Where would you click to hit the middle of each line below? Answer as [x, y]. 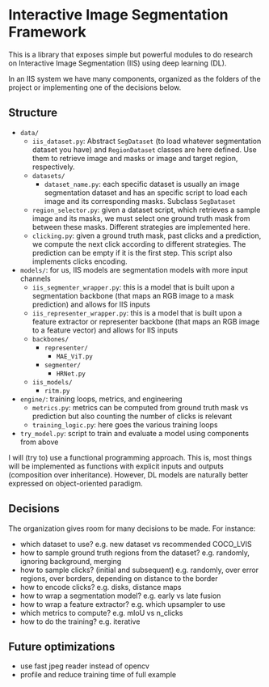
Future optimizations [62, 646]
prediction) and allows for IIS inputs [91, 304]
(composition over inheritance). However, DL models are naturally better [128, 474]
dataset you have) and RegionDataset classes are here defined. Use [144, 149]
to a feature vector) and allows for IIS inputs [105, 330]
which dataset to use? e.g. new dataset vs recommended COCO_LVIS [136, 544]
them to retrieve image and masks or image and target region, [135, 158]
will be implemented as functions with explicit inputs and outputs [116, 466]
